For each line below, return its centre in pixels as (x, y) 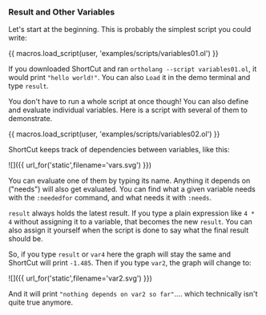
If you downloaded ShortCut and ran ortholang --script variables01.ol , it (133, 69)
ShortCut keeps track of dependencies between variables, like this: (119, 150)
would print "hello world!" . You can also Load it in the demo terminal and (129, 78)
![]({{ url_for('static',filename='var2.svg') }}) (80, 278)
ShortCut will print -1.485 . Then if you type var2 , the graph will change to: (130, 263)
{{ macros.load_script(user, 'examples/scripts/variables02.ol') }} (114, 134)
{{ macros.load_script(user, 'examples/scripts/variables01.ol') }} (113, 54)
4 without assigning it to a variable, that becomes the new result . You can (130, 222)
